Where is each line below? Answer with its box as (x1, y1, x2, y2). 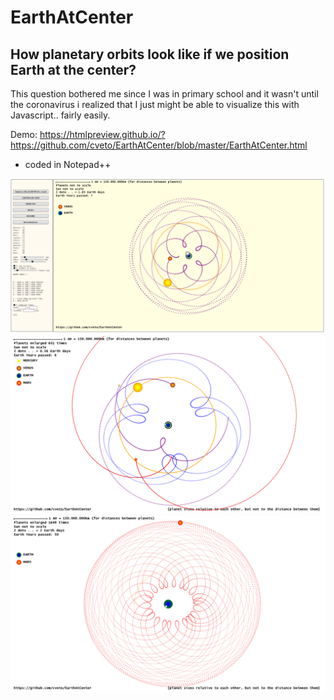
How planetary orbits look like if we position (10, 46, 290, 63)
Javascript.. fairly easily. (10, 109, 111, 121)
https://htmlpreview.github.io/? (39, 129, 166, 140)
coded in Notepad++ (24, 159, 112, 170)
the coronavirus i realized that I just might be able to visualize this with (10, 99, 300, 110)
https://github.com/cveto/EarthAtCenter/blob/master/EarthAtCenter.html (10, 139, 308, 151)
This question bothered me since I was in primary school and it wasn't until (10, 88, 319, 100)
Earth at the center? (10, 61, 137, 78)
